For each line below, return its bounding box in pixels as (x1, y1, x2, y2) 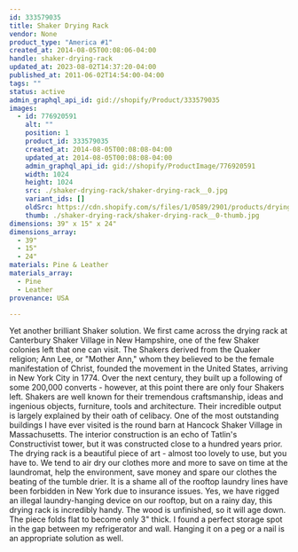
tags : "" (9, 79, 42, 88)
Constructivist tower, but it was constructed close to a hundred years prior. (9, 438, 283, 449)
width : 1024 (25, 170, 69, 178)
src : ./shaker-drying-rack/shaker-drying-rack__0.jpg (25, 186, 228, 195)
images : (9, 104, 38, 113)
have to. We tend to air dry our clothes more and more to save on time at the (9, 458, 288, 469)
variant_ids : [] (25, 194, 86, 204)
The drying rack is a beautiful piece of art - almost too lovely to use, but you (9, 448, 287, 459)
